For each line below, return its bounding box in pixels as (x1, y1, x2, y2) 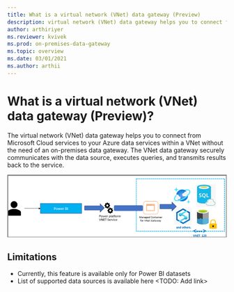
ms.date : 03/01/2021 (7, 56, 68, 63)
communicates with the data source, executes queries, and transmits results (7, 153, 226, 161)
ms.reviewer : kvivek (7, 33, 68, 40)
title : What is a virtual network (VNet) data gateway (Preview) (7, 11, 201, 18)
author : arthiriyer (7, 26, 64, 33)
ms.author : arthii (7, 63, 61, 70)
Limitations (7, 251, 57, 263)
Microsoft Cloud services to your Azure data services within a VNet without (7, 138, 224, 147)
